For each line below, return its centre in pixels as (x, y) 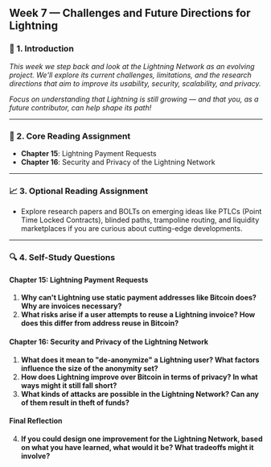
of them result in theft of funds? (75, 403)
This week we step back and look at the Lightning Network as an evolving (132, 66)
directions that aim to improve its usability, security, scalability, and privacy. (135, 83)
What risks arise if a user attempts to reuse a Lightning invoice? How (138, 315)
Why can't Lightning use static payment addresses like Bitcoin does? (138, 298)
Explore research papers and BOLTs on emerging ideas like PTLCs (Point (141, 212)
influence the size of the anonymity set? (90, 368)
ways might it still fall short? (69, 385)
